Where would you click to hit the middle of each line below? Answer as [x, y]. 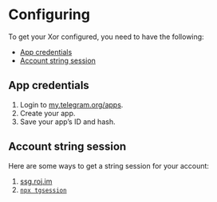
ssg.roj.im [36, 181]
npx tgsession [43, 190]
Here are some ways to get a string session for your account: [109, 165]
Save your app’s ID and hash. [67, 122]
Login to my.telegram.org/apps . [71, 104]
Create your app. [47, 113]
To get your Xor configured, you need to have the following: [107, 37]
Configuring [49, 15]
